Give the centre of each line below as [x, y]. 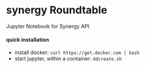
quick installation [28, 40]
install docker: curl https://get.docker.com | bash [77, 52]
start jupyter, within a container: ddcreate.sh [68, 59]
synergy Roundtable [57, 10]
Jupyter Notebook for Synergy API [48, 26]
